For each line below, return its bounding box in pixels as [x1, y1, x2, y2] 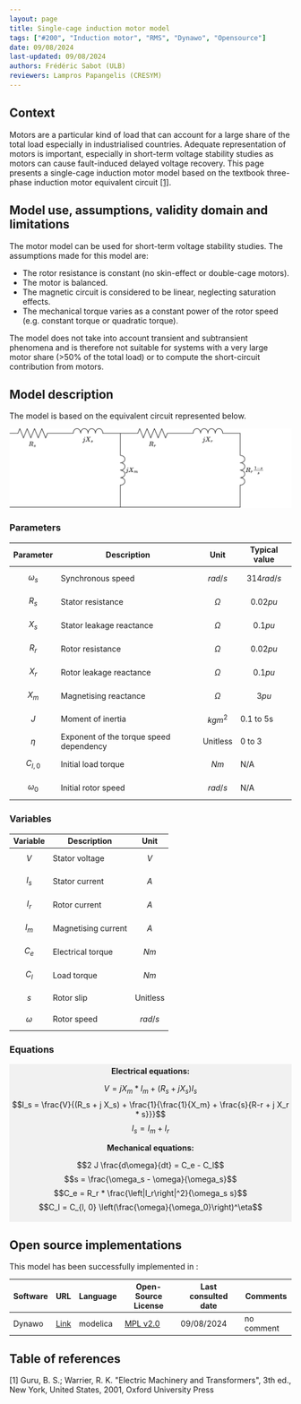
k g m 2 [207, 712, 228, 725]
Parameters [9, 521, 61, 534]
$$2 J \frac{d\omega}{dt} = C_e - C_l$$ [76, 1159, 225, 1170]
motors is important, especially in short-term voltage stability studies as [9, 148, 274, 159]
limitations [9, 217, 70, 232]
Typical [249, 545, 279, 556]
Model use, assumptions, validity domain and [9, 202, 269, 219]
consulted [189, 1290, 228, 1301]
